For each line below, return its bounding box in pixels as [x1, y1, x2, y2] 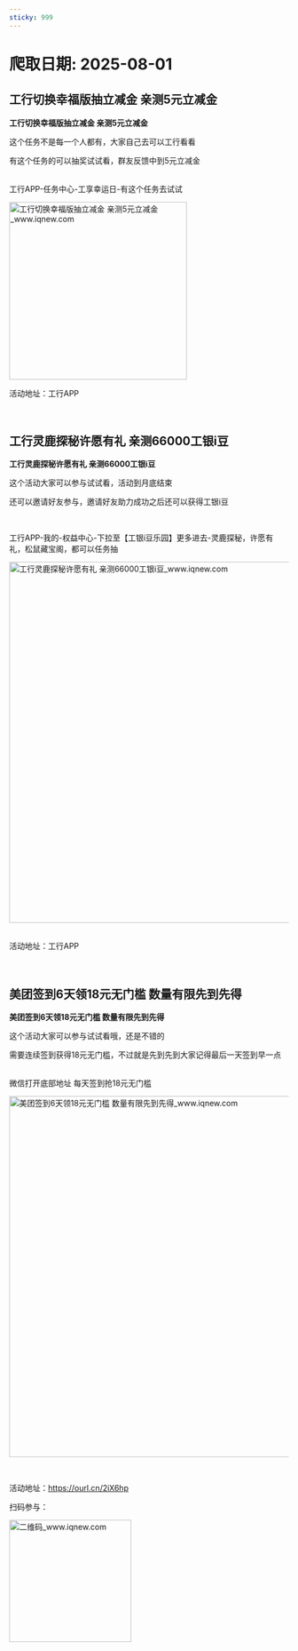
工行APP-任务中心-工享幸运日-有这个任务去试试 [9, 183, 184, 194]
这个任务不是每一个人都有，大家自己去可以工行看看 [9, 136, 196, 147]
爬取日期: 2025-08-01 [9, 54, 173, 74]
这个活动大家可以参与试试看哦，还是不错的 [9, 1031, 165, 1041]
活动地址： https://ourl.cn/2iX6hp [9, 1483, 129, 1494]
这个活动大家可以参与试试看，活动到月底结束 [9, 477, 173, 489]
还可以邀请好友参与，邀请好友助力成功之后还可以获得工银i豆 [9, 497, 229, 507]
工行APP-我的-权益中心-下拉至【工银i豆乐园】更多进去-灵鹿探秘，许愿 [9, 532, 266, 543]
